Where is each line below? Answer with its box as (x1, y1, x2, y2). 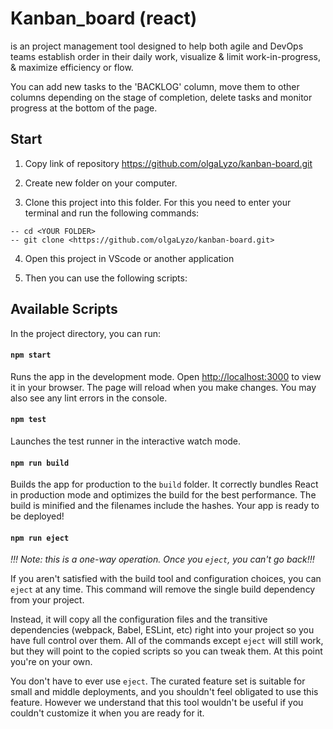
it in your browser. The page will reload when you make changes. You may (10, 381, 317, 393)
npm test (10, 415, 47, 425)
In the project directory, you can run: (10, 327, 161, 339)
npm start (10, 350, 52, 361)
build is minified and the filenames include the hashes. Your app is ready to (10, 500, 320, 512)
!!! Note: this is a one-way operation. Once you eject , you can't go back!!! (10, 553, 315, 566)
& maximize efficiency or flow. (10, 61, 134, 73)
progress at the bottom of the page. (10, 102, 158, 114)
